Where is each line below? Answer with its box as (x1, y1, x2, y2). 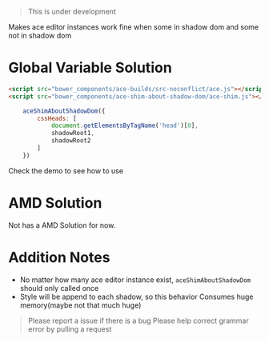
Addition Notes (8, 248, 110, 266)
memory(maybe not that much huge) (19, 300, 142, 310)
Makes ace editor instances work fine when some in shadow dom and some (8, 22, 259, 31)
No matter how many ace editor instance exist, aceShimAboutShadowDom (19, 275, 251, 284)
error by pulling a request (27, 324, 112, 334)
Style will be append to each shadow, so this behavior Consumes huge (19, 292, 254, 301)
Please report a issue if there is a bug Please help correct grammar (27, 316, 250, 325)
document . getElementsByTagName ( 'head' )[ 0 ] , (50, 121, 199, 130)
